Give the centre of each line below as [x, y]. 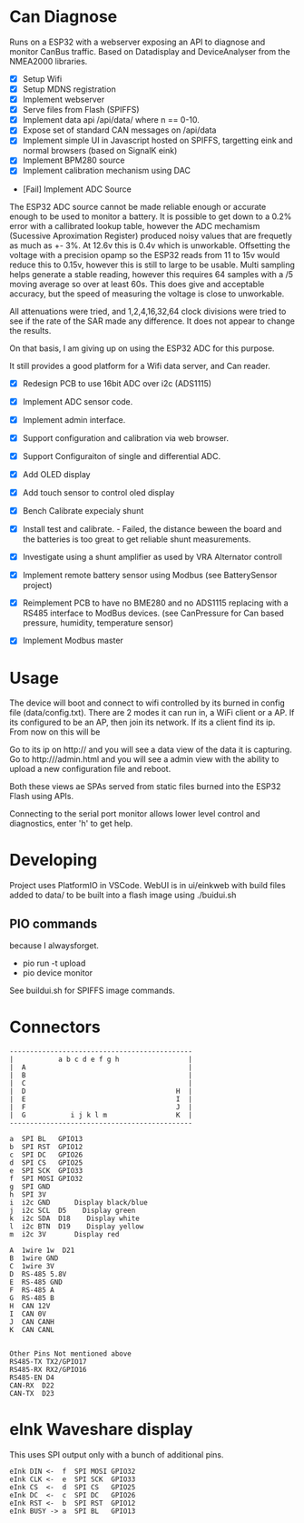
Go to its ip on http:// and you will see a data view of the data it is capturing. [151, 750]
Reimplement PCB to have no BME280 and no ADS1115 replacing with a [155, 603]
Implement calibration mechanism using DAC [106, 171]
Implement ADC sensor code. [78, 401]
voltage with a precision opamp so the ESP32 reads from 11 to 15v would [145, 255]
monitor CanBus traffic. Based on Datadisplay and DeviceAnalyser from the [150, 51]
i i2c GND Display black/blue [78, 1202]
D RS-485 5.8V [38, 1274]
